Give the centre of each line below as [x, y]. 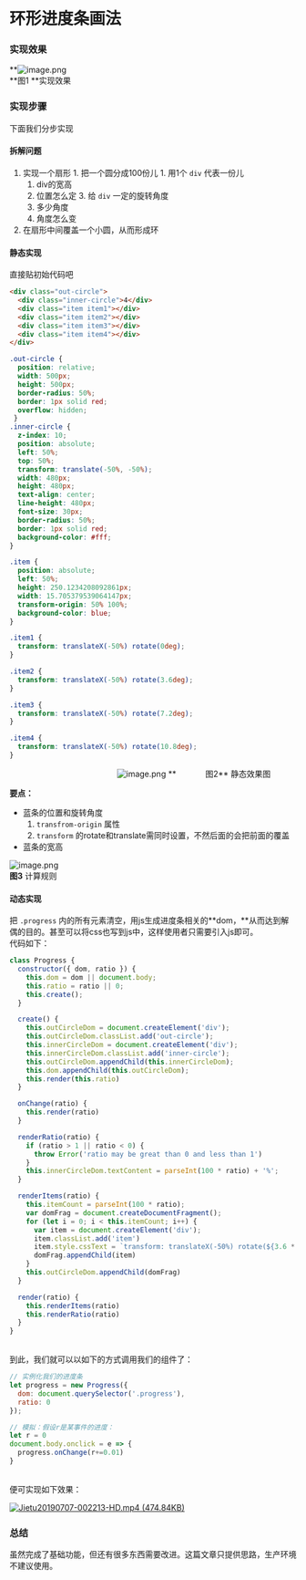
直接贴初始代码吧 [41, 275]
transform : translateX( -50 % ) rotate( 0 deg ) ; [101, 647]
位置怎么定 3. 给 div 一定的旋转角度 [102, 195]
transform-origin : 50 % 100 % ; [73, 604]
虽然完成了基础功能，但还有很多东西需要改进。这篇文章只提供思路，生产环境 [153, 1554]
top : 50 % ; [36, 461]
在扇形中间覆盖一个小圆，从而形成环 [91, 230]
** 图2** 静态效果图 [219, 774]
